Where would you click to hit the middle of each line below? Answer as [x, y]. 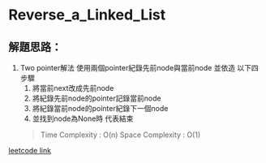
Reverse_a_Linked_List [87, 15]
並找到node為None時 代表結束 [83, 118]
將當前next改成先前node [73, 88]
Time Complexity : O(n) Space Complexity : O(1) [120, 135]
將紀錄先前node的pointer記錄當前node [97, 98]
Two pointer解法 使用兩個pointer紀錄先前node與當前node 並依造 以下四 [139, 68]
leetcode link [30, 150]
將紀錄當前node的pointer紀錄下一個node [100, 108]
